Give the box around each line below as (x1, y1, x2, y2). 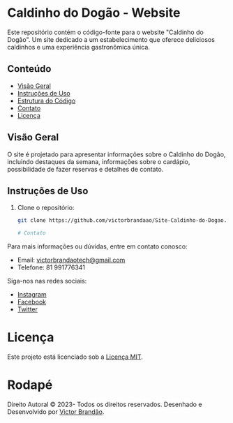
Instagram (17, 290, 47, 299)
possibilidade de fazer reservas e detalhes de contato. (7, 165, 164, 173)
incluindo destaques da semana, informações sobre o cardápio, (7, 157, 190, 165)
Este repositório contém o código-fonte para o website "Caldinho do (7, 28, 204, 36)
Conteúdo (7, 63, 52, 75)
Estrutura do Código (17, 96, 76, 105)
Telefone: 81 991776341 (17, 263, 86, 272)
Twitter (17, 305, 38, 313)
